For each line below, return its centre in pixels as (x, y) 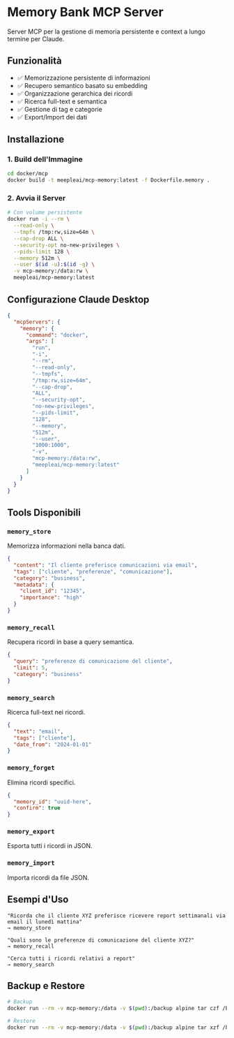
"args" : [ (40, 342)
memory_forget (31, 768)
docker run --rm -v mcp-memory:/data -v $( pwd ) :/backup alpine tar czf (113, 1009)
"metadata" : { (34, 585)
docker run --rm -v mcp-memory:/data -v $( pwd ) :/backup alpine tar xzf (113, 1028)
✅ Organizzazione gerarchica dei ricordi (75, 93)
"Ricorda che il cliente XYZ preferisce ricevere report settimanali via (117, 916)
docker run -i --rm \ (39, 219)
